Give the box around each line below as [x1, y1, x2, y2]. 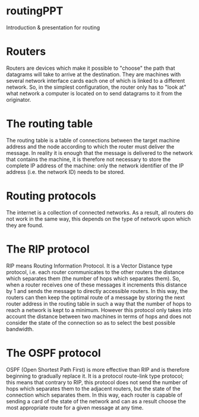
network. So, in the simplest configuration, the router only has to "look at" [6, 83, 187, 91]
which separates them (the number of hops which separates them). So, [6, 275, 181, 282]
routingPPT [6, 4, 64, 18]
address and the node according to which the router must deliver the [6, 143, 175, 150]
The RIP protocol [6, 242, 90, 256]
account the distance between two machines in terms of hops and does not [6, 313, 191, 320]
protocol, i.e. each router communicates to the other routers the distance [6, 268, 185, 275]
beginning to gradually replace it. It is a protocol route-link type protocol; [6, 372, 184, 379]
